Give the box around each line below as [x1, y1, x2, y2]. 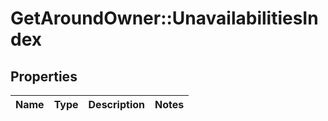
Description [88, 98, 145, 111]
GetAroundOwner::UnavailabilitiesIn [10, 7, 319, 30]
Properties [10, 68, 78, 85]
